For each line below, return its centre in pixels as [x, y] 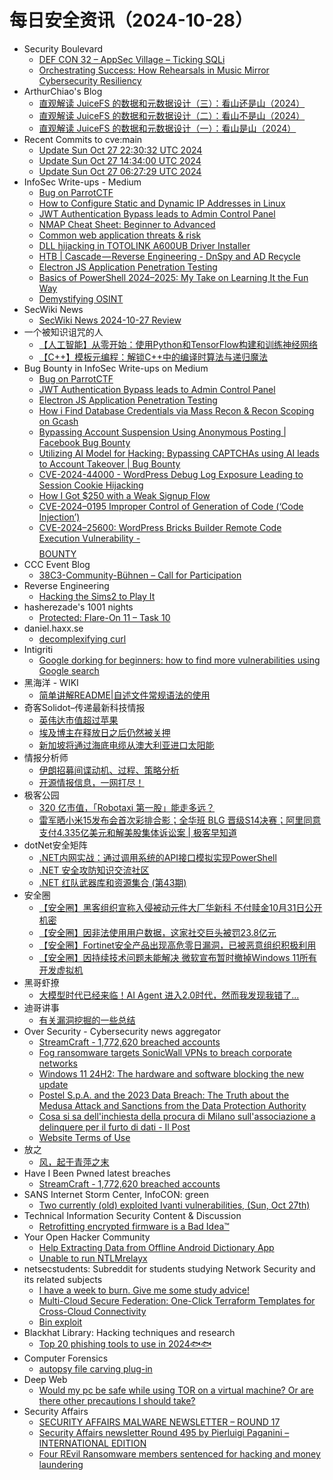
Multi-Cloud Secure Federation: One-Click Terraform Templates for [177, 1300]
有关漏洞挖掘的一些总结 [87, 1020]
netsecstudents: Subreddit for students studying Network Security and [169, 1268]
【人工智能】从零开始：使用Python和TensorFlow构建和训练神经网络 [178, 344]
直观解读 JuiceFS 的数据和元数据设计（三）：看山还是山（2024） [172, 103]
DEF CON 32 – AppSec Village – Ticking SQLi [132, 59]
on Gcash [58, 421]
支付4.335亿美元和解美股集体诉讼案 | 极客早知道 [137, 832]
